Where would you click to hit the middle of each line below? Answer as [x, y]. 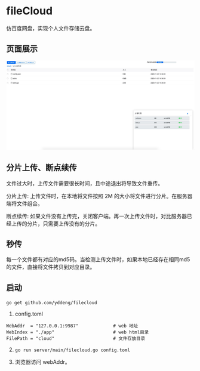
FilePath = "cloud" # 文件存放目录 [76, 339]
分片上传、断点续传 [41, 168]
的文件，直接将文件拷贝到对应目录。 [51, 267]
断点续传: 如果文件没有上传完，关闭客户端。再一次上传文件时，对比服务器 [96, 216]
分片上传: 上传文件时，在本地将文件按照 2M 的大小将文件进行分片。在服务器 [99, 196]
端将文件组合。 [24, 203]
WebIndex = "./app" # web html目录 [78, 332]
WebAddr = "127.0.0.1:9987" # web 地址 [72, 326]
